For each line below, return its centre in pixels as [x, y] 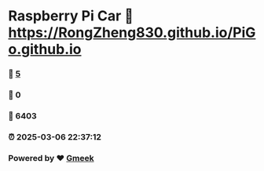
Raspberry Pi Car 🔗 [71, 16]
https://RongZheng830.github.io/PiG [132, 33]
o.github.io [45, 49]
